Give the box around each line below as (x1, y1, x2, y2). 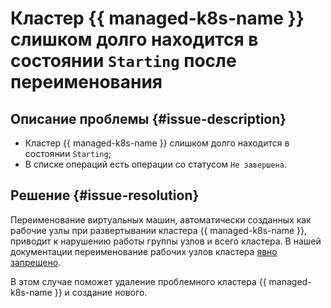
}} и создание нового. (54, 286, 148, 298)
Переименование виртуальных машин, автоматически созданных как (10, 213, 312, 226)
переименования (10, 71, 163, 94)
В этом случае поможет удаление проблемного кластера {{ (10, 275, 267, 287)
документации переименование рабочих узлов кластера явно (10, 245, 278, 257)
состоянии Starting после (10, 50, 237, 72)
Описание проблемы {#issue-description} (10, 110, 287, 127)
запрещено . (10, 256, 62, 268)
